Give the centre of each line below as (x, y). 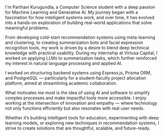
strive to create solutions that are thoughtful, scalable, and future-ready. (78, 128)
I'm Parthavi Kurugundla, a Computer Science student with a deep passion (80, 7)
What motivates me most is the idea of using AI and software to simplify (78, 93)
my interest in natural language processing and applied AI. (64, 63)
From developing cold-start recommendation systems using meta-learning (80, 37)
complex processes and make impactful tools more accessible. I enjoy (76, 98)
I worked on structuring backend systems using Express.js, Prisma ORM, (78, 73)
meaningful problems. (27, 28)
